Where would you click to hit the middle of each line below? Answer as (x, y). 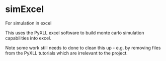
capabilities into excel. (28, 38)
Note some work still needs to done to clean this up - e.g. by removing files (83, 47)
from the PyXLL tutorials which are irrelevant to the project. (67, 53)
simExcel (25, 9)
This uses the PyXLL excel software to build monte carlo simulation (75, 32)
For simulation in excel (28, 23)
